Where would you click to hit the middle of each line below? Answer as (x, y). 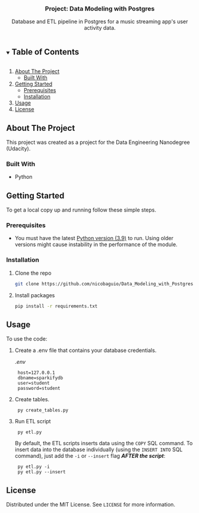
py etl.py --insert (42, 472)
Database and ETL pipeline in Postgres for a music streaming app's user (100, 21)
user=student (34, 383)
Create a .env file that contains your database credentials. (86, 350)
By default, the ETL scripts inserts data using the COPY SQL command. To (104, 443)
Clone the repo (33, 273)
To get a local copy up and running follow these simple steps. (81, 210)
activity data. (100, 28)
